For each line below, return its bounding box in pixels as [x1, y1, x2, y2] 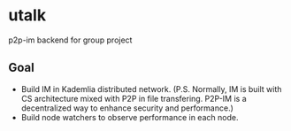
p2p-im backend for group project [8, 35, 133, 45]
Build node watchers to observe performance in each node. [20, 112, 239, 122]
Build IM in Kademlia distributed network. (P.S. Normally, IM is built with [20, 83, 282, 94]
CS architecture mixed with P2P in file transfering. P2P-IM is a [20, 93, 247, 104]
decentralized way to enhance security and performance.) [20, 103, 234, 113]
